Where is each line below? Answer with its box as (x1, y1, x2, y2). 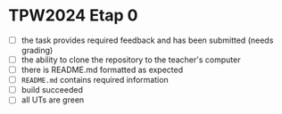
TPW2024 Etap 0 (8, 5, 138, 26)
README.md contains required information (21, 75, 169, 85)
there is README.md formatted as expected (21, 64, 184, 76)
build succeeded (21, 85, 84, 95)
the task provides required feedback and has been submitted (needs (21, 35, 274, 45)
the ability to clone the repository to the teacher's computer (21, 54, 241, 65)
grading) (21, 45, 54, 55)
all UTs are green (21, 94, 85, 105)
